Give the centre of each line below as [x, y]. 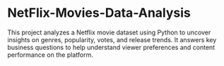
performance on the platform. [50, 55]
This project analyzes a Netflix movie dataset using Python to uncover [109, 32]
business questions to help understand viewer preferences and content [111, 47]
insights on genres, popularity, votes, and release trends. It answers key [112, 39]
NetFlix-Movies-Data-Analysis [99, 13]
